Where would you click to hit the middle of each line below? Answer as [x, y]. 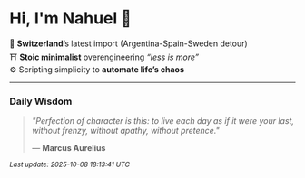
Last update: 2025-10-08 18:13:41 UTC [69, 165]
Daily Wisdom [41, 101]
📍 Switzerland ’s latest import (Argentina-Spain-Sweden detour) [128, 43]
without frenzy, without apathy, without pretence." [125, 131]
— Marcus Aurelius [69, 148]
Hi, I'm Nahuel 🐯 [70, 19]
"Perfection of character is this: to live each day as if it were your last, [163, 121]
